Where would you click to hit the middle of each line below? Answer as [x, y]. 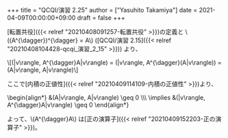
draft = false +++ [101, 18]
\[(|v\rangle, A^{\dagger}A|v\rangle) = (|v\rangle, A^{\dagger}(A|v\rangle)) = [115, 63]
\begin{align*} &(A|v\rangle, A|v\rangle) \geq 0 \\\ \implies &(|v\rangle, [106, 97]
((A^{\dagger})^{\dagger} [43, 40]
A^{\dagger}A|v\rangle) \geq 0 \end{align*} [68, 105]
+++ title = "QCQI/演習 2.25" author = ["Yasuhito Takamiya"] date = [102, 10]
